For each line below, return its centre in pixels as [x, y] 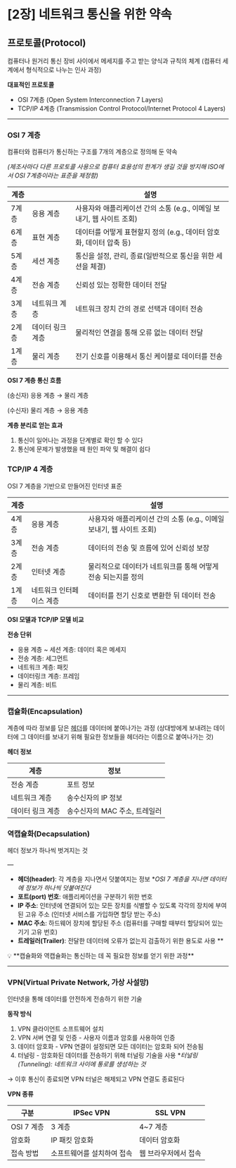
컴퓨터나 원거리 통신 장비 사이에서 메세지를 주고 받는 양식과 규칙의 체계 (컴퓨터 [114, 61]
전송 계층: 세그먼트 [43, 658]
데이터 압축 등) [108, 242]
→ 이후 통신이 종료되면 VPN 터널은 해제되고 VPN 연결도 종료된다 [96, 1079]
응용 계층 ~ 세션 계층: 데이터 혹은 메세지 [72, 649]
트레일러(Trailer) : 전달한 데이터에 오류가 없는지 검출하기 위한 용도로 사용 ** [120, 941]
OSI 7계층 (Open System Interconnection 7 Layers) [90, 100]
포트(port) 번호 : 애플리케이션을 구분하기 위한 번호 [85, 897]
